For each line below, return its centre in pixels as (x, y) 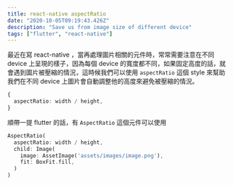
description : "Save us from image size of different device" (100, 27)
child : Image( (34, 149)
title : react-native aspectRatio (57, 14)
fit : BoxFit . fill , (47, 162)
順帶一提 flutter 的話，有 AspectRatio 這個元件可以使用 (87, 122)
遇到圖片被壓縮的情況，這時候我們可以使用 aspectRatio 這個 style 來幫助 (119, 72)
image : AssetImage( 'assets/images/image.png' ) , (92, 156)
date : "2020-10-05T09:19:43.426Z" (59, 21)
